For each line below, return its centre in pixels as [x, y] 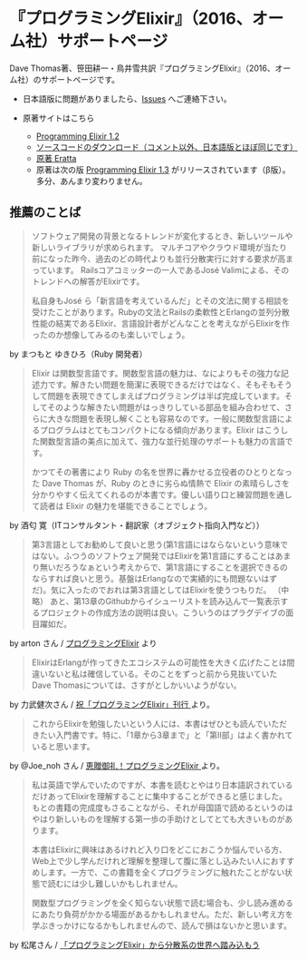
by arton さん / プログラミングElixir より [83, 643]
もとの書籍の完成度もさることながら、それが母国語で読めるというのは [162, 807]
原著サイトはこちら [58, 118]
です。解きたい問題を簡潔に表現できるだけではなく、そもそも [162, 384]
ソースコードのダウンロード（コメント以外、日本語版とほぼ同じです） [167, 147]
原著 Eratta [56, 158]
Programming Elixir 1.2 [78, 136]
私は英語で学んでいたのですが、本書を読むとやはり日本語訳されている [162, 785]
